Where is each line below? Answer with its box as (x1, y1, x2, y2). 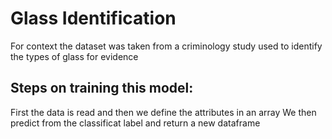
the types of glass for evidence (10, 50, 139, 62)
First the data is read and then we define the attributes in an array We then (10, 106, 317, 118)
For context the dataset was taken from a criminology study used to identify (10, 40, 323, 52)
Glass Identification (10, 7, 177, 30)
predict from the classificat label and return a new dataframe (10, 117, 261, 129)
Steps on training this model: (10, 80, 194, 97)
